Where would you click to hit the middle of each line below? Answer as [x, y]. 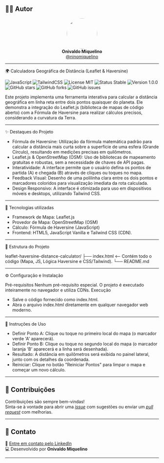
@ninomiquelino [82, 56]
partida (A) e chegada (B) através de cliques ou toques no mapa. [77, 173]
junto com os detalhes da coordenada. [51, 359]
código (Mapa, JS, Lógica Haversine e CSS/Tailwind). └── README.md [77, 261]
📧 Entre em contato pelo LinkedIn [39, 443]
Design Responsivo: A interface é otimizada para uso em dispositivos [82, 188]
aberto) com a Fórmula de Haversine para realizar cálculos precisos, [74, 112]
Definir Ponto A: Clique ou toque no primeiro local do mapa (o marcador [84, 333]
